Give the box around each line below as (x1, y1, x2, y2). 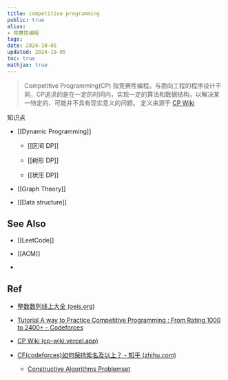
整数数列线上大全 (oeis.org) (17, 302, 95, 311)
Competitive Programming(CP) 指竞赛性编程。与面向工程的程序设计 (23, 81, 216, 90)
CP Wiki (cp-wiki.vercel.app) (17, 336, 99, 345)
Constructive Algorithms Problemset (27, 365, 131, 373)
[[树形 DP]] (27, 156, 59, 164)
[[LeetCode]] (17, 236, 54, 245)
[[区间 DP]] (27, 141, 59, 149)
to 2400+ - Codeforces (17, 323, 84, 332)
